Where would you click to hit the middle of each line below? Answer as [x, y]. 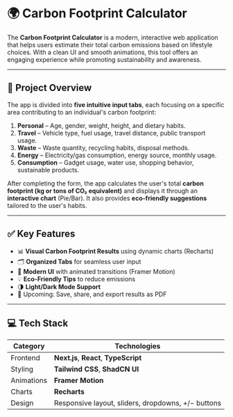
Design [22, 403]
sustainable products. [48, 170]
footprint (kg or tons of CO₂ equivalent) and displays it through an [102, 190]
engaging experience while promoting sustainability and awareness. [105, 59]
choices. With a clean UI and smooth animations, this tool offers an [103, 52]
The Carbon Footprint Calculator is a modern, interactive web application [113, 37]
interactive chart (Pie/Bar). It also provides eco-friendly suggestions [107, 198]
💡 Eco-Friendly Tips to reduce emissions [76, 279]
